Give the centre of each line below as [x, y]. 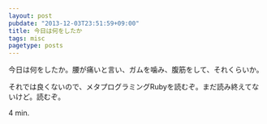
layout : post [30, 16]
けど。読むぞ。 [40, 97]
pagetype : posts [36, 46]
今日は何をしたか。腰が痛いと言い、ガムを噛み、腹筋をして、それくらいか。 [136, 70]
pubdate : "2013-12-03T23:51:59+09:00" [74, 23]
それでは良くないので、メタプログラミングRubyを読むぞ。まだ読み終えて [130, 87]
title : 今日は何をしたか [45, 31]
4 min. [19, 113]
